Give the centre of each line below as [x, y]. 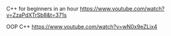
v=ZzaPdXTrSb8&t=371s [37, 15]
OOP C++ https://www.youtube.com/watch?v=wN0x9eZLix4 [82, 27]
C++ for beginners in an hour [42, 9]
